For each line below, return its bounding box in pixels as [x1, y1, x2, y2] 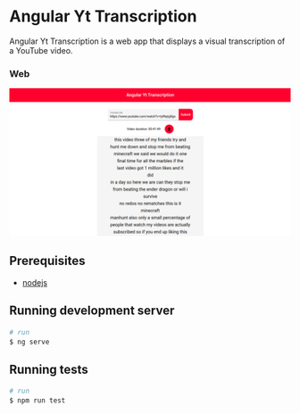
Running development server [9, 303, 175, 319]
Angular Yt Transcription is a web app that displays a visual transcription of [9, 36, 286, 46]
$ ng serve [9, 337, 50, 346]
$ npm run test [9, 396, 66, 405]
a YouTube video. [9, 45, 73, 55]
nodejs [21, 277, 47, 287]
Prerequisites [9, 253, 86, 269]
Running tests [9, 361, 89, 377]
